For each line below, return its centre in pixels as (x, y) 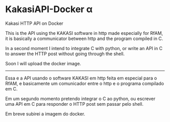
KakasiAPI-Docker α (49, 9)
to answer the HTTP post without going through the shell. (65, 54)
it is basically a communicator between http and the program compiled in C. (84, 38)
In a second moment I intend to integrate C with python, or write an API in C (84, 48)
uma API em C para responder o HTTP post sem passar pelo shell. (74, 104)
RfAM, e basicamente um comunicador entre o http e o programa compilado (85, 83)
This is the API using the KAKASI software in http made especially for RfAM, (84, 33)
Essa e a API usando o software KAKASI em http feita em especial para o (81, 78)
